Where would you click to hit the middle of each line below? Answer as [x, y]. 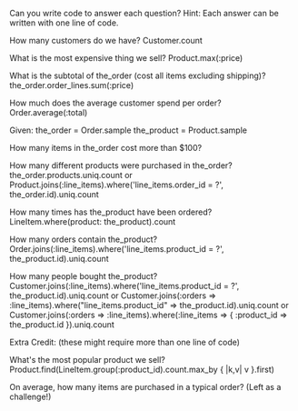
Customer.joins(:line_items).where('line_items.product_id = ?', [124, 286]
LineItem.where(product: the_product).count [93, 221]
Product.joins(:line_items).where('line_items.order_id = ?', [117, 185]
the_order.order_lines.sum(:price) [72, 85]
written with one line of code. [64, 23]
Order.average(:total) [49, 112]
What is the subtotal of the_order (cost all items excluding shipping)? [138, 75]
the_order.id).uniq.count [55, 194]
